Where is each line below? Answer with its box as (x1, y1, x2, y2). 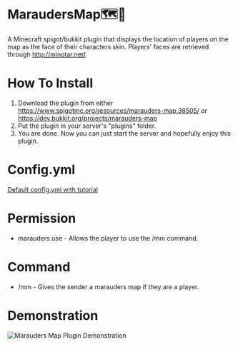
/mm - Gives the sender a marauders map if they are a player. (17, 282, 199, 291)
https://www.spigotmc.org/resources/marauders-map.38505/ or (17, 106, 207, 115)
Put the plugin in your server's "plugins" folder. (17, 121, 157, 130)
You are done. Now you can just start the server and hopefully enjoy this (17, 129, 231, 137)
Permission (7, 211, 76, 226)
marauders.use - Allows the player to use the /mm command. (17, 233, 199, 242)
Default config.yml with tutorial (7, 185, 99, 193)
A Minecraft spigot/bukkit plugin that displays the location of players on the (7, 34, 229, 44)
